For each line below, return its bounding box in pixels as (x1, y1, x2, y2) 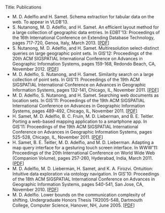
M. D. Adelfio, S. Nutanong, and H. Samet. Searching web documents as (12, 92, 159, 98)
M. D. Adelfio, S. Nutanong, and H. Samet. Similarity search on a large (12, 71, 154, 77)
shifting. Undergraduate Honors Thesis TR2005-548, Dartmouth (12, 197, 143, 203)
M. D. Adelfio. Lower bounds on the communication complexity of (12, 192, 146, 198)
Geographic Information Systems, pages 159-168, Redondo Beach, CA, (12, 61, 156, 67)
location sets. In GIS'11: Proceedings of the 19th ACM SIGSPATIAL (12, 98, 145, 103)
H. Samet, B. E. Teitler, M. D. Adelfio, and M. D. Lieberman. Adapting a (12, 140, 154, 145)
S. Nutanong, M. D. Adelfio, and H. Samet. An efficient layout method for (12, 24, 159, 30)
